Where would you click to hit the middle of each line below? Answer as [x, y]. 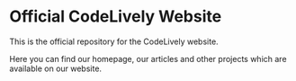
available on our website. [55, 68]
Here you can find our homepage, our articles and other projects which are [148, 58]
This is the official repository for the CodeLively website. [114, 41]
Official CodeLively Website [116, 17]
